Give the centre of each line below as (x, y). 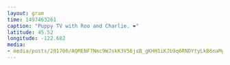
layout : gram (26, 13)
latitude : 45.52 (30, 32)
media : (16, 45)
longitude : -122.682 (37, 39)
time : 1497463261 (32, 20)
